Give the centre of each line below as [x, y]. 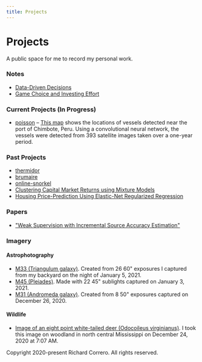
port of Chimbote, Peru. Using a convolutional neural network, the [97, 129]
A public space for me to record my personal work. [70, 59]
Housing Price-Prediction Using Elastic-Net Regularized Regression [99, 196]
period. [24, 142]
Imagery [19, 241]
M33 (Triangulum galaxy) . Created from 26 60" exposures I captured [101, 268]
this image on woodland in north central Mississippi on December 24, [101, 335]
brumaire [26, 177]
